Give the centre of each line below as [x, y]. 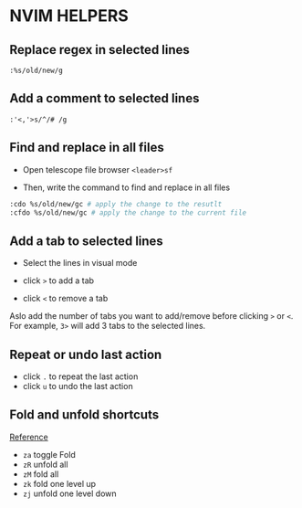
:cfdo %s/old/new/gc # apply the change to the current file [128, 212]
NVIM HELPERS [69, 16]
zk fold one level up [59, 483]
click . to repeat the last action [80, 376]
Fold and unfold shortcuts [84, 415]
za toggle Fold [49, 454]
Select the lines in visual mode [80, 263]
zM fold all [41, 474]
